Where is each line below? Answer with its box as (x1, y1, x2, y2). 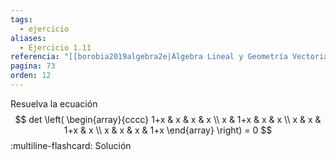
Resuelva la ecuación (10, 97, 98, 110)
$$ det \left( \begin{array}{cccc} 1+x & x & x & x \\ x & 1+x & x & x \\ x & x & (14, 113, 322, 125)
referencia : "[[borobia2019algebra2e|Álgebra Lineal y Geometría (10, 52, 288, 62)
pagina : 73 (10, 61, 56, 71)
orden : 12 (10, 71, 52, 81)
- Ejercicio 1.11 (19, 42, 92, 53)
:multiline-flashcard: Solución (10, 139, 132, 151)
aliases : (10, 33, 47, 43)
